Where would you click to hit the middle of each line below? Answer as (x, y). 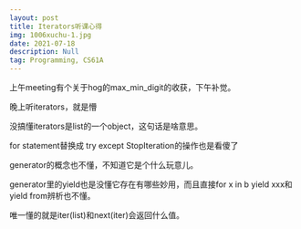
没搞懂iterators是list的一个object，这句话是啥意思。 (106, 126)
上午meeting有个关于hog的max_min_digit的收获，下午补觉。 (123, 87)
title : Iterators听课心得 (56, 26)
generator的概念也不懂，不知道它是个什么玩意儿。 (104, 165)
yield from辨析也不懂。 (52, 196)
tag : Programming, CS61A (57, 60)
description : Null (44, 52)
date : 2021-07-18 (42, 43)
